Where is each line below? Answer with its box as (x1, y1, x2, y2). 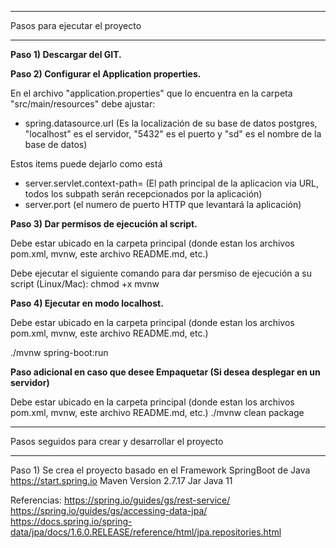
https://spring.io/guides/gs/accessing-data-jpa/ (10, 505, 208, 516)
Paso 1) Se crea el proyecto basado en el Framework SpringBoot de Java (10, 464, 311, 476)
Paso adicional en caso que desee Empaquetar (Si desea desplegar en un (10, 366, 321, 378)
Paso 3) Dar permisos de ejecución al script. (10, 218, 198, 230)
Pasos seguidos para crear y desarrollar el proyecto (10, 436, 224, 447)
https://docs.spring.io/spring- (10, 516, 133, 527)
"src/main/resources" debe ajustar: (10, 98, 156, 110)
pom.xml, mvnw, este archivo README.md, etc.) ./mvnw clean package (10, 407, 305, 418)
